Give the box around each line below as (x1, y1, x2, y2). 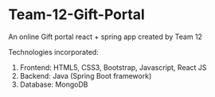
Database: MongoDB (19, 80, 88, 89)
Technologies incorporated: (8, 47, 100, 56)
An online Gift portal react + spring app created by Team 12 (8, 32, 203, 41)
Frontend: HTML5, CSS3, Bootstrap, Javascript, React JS (19, 62, 207, 72)
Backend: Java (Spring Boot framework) (19, 71, 152, 80)
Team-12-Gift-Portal (8, 6, 145, 24)
